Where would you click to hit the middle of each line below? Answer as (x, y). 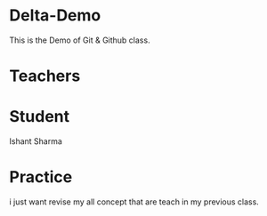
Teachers (45, 76)
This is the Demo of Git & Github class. (80, 40)
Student (40, 117)
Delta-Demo (55, 16)
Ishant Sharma (36, 141)
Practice (41, 177)
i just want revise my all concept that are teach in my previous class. (134, 202)
